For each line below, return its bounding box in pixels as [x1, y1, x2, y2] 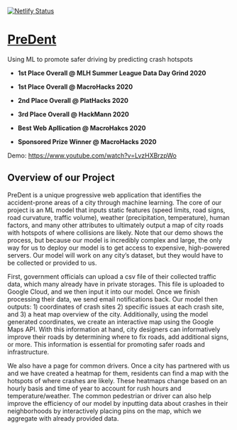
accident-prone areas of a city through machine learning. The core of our [7, 198, 222, 206]
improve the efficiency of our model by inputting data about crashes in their [7, 399, 228, 407]
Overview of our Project [7, 172, 115, 184]
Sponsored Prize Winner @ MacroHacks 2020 [17, 137, 158, 145]
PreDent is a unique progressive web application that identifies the [7, 190, 202, 199]
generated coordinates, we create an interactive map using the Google [7, 317, 214, 326]
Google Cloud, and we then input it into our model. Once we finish [7, 287, 200, 296]
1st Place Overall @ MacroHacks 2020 [17, 82, 133, 91]
